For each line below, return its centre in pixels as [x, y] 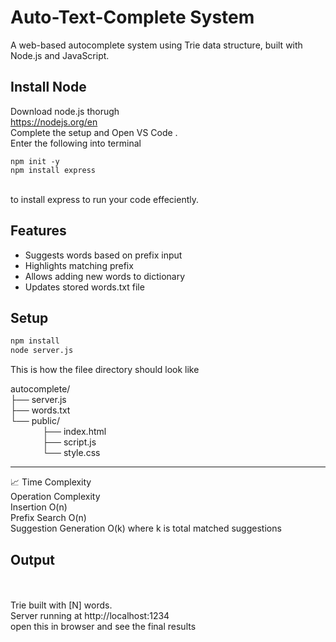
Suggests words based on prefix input [103, 255]
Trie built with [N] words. [61, 605]
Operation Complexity [55, 497]
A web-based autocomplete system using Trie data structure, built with [156, 45]
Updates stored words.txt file [84, 287]
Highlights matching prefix [79, 265]
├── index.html [74, 432]
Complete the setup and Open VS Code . [94, 132]
